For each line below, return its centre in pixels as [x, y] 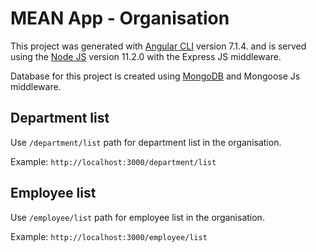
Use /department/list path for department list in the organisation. [146, 142]
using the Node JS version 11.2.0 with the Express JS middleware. [146, 56]
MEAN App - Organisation [120, 18]
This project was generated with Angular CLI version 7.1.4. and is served [158, 46]
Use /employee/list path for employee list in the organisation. [137, 217]
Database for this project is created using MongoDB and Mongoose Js [155, 76]
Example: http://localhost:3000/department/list [113, 161]
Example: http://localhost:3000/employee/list [109, 236]
